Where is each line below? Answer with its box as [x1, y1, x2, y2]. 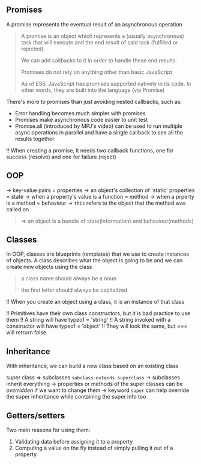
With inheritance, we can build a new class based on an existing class [6, 363, 179, 370]
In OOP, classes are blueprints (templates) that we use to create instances [6, 250, 190, 258]
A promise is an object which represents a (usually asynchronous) [20, 32, 185, 40]
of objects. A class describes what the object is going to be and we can [6, 257, 183, 264]
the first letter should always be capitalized [20, 286, 128, 294]
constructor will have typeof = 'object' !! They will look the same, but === [6, 322, 188, 330]
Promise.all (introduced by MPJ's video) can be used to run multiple [14, 122, 183, 130]
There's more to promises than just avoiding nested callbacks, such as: [6, 98, 182, 105]
